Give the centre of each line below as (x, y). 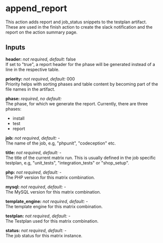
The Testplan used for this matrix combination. (52, 221)
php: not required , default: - (34, 172)
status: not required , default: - (36, 230)
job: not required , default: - (33, 138)
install (18, 118)
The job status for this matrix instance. (44, 235)
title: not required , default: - (34, 152)
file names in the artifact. (30, 89)
